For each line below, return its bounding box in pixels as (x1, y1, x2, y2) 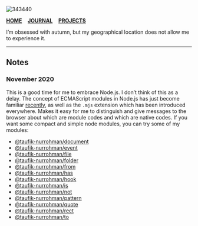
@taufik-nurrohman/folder (14, 157, 78, 164)
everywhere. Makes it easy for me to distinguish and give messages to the (6, 107, 187, 115)
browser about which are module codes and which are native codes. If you (6, 114, 187, 121)
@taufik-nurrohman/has (14, 169, 73, 176)
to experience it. (6, 35, 46, 41)
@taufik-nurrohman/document (14, 138, 89, 145)
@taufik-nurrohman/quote (14, 201, 78, 208)
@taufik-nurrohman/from (14, 163, 76, 170)
